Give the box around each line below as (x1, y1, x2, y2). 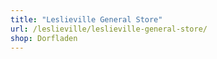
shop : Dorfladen (10, 33, 78, 43)
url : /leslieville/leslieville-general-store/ (10, 24, 208, 34)
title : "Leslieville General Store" (10, 14, 163, 25)
